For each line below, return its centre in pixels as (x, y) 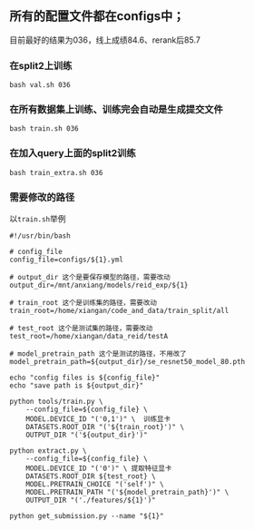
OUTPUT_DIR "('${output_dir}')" (87, 435)
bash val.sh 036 (40, 85)
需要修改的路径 (42, 197)
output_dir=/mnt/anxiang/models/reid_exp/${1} (99, 285)
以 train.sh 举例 (38, 219)
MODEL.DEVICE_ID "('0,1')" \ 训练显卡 (98, 419)
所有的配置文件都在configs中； (97, 16)
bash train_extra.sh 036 (56, 172)
